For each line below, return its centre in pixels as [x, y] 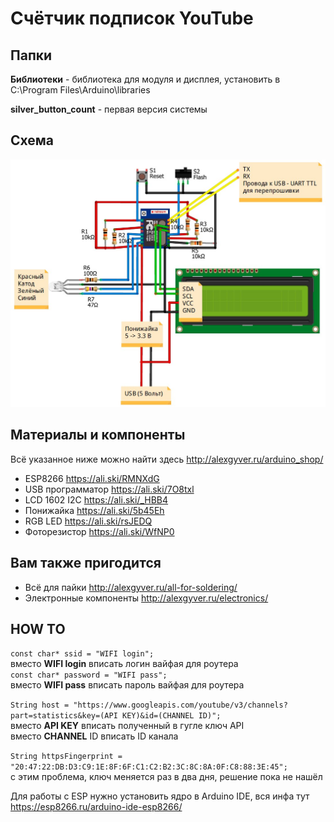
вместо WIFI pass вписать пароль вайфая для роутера [127, 685]
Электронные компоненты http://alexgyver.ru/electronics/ [146, 598]
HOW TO [38, 629]
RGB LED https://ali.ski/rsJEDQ [88, 521]
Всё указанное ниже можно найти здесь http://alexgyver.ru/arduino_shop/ [167, 459]
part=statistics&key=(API [64, 716]
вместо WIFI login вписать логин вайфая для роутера [124, 664]
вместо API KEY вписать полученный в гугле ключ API [127, 726]
